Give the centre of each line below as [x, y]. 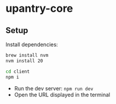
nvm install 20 [24, 61]
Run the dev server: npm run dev [54, 88]
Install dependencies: [32, 44]
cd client [18, 71]
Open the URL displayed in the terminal [62, 95]
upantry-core [40, 9]
